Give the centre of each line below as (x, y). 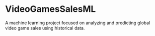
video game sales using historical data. (45, 28)
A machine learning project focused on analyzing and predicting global (78, 23)
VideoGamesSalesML (50, 9)
